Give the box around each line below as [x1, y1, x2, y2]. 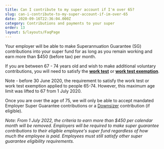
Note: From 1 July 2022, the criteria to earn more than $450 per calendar [5, 118, 153, 123]
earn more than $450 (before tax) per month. [5, 54, 96, 59]
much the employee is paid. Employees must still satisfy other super [5, 133, 143, 139]
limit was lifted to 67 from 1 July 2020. [5, 88, 82, 94]
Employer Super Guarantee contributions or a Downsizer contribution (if [5, 103, 150, 108]
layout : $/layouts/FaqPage [5, 30, 60, 35]
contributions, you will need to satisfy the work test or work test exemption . [5, 68, 160, 74]
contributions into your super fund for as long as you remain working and [5, 48, 153, 54]
